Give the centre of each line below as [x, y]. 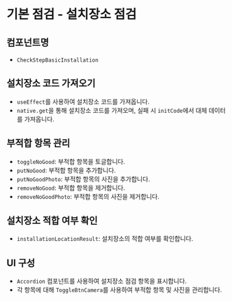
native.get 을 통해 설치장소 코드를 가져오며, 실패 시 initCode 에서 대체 [112, 110]
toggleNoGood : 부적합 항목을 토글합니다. [71, 161]
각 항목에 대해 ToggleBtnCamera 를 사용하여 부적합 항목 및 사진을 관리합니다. [119, 290]
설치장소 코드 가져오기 [51, 84]
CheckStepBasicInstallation [57, 60]
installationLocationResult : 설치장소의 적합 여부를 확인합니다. [105, 239]
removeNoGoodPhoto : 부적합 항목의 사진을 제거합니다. [88, 196]
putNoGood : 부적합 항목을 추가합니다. [66, 170]
